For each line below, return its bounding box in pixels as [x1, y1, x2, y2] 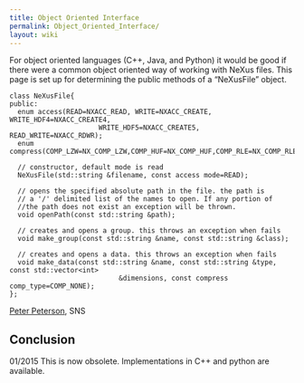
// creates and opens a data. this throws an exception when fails [17, 250, 278, 259]
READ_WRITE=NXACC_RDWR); [9, 131, 103, 140]
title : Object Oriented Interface [9, 13, 140, 23]
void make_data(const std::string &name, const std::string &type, [17, 258, 278, 267]
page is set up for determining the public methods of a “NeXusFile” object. [9, 74, 287, 85]
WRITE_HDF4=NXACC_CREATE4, [9, 115, 111, 125]
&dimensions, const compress [119, 273, 229, 283]
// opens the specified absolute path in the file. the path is [17, 187, 265, 196]
